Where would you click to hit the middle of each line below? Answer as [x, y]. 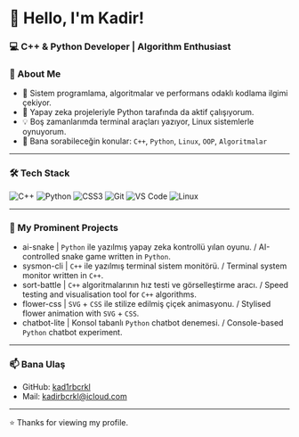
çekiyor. [36, 103]
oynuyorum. [44, 132]
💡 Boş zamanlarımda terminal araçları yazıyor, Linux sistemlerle [138, 122]
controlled [40, 256]
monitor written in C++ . [63, 275]
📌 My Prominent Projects [64, 227]
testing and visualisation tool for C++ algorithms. [109, 294]
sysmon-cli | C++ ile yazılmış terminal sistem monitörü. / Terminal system [154, 266]
